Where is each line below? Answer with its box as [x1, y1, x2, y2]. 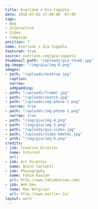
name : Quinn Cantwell [9, 164, 54, 169]
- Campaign [5, 35, 28, 40]
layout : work [5, 196, 32, 201]
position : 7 [5, 40, 30, 45]
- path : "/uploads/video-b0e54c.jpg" [5, 132, 83, 137]
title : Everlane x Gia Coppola [5, 7, 69, 12]
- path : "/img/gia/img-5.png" [5, 122, 67, 127]
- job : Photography [5, 168, 45, 173]
